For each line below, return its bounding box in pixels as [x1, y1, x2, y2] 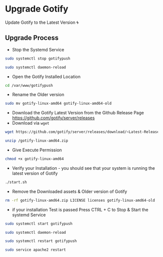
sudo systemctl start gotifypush [5, 221, 73, 226]
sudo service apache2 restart [5, 247, 66, 253]
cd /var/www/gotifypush [5, 83, 53, 88]
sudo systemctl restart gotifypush [5, 239, 77, 243]
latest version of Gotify [12, 170, 58, 176]
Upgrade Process [5, 34, 59, 42]
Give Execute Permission [12, 147, 62, 153]
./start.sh [5, 179, 27, 185]
